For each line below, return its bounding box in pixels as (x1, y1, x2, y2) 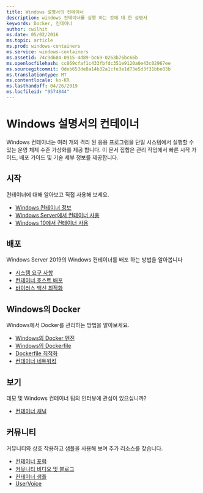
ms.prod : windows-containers (6, 43, 81, 50)
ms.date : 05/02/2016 (6, 32, 59, 38)
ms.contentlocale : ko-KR (6, 77, 70, 83)
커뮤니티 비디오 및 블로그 (15, 465, 75, 472)
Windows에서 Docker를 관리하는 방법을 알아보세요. (6, 322, 130, 329)
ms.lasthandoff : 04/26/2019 (6, 83, 78, 89)
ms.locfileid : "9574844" (6, 89, 70, 95)
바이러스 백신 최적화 (15, 284, 63, 292)
